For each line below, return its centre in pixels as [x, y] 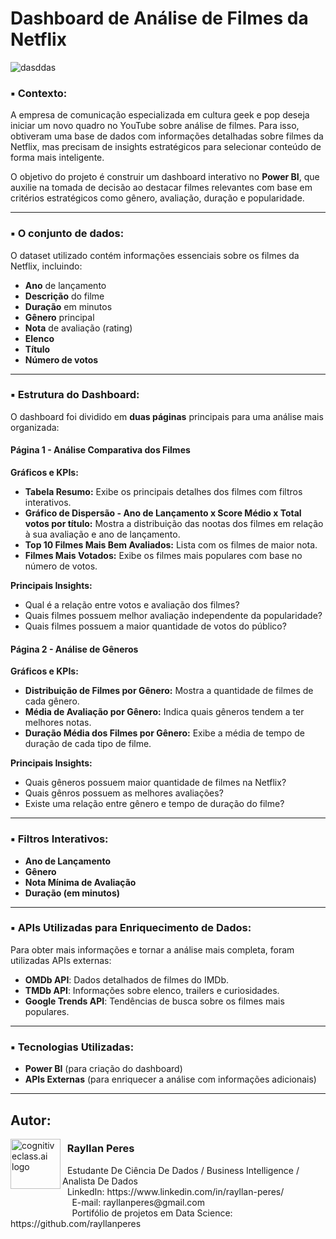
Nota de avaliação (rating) [78, 328]
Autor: [31, 1120]
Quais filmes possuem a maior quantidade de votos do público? [155, 626]
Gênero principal [59, 317]
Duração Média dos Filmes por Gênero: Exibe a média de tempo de [164, 733]
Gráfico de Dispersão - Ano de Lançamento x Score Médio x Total [163, 513]
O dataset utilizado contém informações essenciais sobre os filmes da [155, 255]
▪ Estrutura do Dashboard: [75, 395]
